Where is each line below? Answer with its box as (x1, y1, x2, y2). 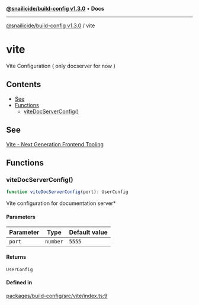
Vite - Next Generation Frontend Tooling (6, 140, 104, 147)
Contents (6, 79, 41, 89)
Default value (69, 228, 108, 236)
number (44, 238, 64, 245)
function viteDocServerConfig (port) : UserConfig (6, 189, 129, 195)
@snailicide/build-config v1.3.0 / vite (6, 22, 95, 29)
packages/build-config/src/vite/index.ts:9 (6, 292, 108, 299)
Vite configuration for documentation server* (6, 200, 116, 207)
